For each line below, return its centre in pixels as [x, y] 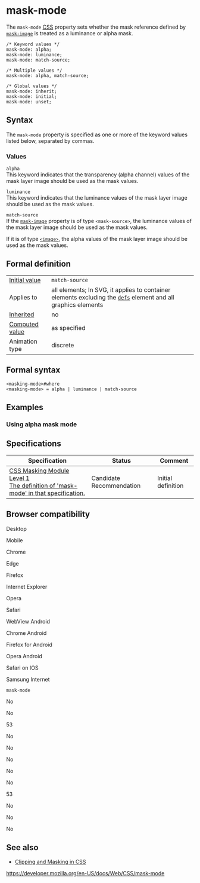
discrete [63, 345]
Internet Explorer [27, 586]
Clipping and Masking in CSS [50, 862]
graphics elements [77, 304]
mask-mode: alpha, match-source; [48, 75]
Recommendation [116, 485]
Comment [174, 460]
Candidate [106, 478]
